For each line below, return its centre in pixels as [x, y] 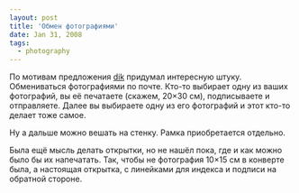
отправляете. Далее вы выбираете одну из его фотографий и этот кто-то [150, 106]
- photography [44, 51]
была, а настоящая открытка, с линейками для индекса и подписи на [143, 170]
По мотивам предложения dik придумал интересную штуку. [126, 77]
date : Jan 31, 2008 [46, 34]
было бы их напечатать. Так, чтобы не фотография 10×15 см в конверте [147, 160]
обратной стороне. [46, 179]
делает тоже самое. [48, 115]
